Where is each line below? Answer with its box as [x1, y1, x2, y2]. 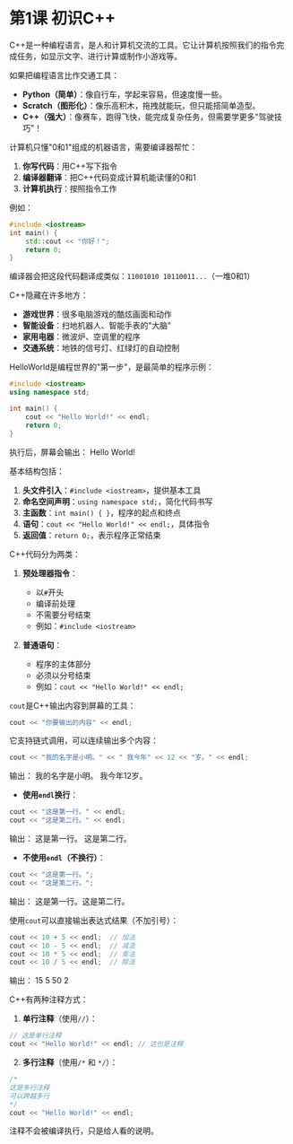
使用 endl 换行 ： [22, 790, 79, 800]
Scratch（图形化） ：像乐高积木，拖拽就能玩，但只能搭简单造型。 [22, 100, 261, 110]
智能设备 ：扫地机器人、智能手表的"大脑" [22, 320, 172, 331]
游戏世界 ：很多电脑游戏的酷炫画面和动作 [22, 309, 172, 319]
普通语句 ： [22, 639, 63, 651]
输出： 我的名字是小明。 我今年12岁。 [9, 771, 148, 782]
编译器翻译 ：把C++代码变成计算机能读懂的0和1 [22, 171, 197, 182]
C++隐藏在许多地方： [9, 290, 89, 301]
